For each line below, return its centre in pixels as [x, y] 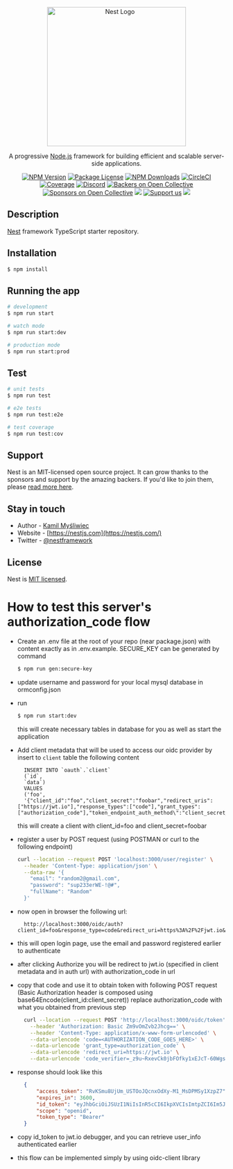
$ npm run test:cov [35, 434]
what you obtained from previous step [72, 1007]
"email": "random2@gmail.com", [75, 879]
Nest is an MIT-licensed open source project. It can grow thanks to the [108, 472]
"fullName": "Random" [61, 892]
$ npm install [28, 269]
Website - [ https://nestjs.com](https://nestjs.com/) [89, 533]
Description [33, 215]
